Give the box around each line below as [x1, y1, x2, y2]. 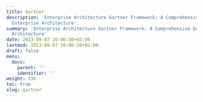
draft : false [6, 48, 39, 54]
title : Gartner [6, 8, 45, 15]
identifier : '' [17, 70, 56, 76]
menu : [6, 53, 20, 59]
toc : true [6, 82, 31, 88]
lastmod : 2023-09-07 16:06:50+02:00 [6, 43, 98, 49]
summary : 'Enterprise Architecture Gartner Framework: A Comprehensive [6, 25, 190, 32]
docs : [11, 59, 26, 65]
